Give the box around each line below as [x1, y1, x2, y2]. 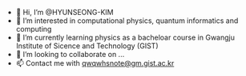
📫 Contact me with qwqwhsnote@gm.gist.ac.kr [15, 59, 175, 67]
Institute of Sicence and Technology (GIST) [15, 41, 159, 51]
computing [15, 25, 52, 33]
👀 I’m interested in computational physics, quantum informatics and [15, 16, 239, 25]
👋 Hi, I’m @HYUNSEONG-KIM [15, 8, 114, 17]
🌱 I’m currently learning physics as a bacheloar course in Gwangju [15, 32, 235, 42]
